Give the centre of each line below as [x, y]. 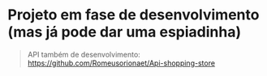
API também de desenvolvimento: [84, 54]
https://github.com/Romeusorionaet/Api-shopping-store [121, 63]
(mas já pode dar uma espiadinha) [125, 32]
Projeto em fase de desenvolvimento [133, 15]
